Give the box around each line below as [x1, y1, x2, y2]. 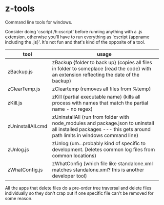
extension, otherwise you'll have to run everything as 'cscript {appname [5, 34, 150, 40]
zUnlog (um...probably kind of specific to [52, 140, 146, 147]
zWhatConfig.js [7, 166, 43, 173]
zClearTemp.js [7, 85, 41, 92]
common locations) [52, 152, 97, 159]
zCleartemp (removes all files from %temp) [52, 85, 151, 92]
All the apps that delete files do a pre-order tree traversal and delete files [5, 185, 152, 191]
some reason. [5, 195, 33, 201]
